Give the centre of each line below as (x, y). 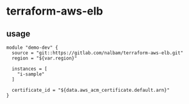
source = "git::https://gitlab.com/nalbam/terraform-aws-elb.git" (98, 53)
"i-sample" (31, 74)
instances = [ (29, 69)
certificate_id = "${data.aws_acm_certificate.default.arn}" (91, 90)
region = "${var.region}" (45, 58)
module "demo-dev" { (33, 47)
